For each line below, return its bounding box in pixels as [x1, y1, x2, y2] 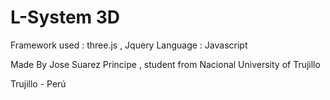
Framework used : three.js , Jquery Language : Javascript [10, 39, 248, 51]
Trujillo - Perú [10, 77, 67, 90]
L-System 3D [10, 6, 121, 29]
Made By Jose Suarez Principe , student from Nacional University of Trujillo [10, 58, 321, 70]
